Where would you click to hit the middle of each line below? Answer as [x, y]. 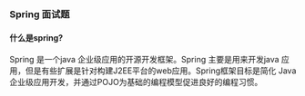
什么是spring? [36, 37]
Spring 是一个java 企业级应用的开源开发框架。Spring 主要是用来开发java [144, 60]
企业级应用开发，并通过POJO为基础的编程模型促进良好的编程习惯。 [136, 82]
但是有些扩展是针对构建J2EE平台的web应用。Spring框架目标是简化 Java [161, 71]
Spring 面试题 [40, 14]
